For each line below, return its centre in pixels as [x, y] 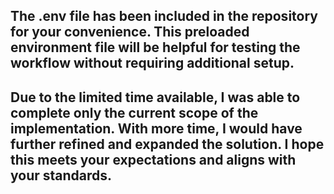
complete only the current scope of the [134, 112]
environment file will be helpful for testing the [155, 47]
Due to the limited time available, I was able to [155, 97]
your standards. [61, 175]
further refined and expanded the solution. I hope [167, 144]
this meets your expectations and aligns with [153, 159]
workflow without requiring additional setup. [152, 63]
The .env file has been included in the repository [164, 16]
